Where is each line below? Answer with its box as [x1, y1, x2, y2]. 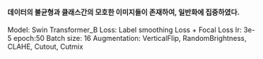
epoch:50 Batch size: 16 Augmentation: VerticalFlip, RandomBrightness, [13, 34, 247, 43]
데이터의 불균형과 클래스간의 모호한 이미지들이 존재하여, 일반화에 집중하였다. [7, 7, 240, 17]
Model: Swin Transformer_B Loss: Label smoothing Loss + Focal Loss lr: [7, 25, 242, 35]
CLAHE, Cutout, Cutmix [7, 42, 84, 51]
